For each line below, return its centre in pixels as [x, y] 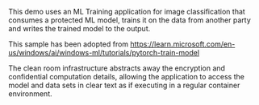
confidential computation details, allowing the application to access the [126, 77]
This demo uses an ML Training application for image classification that [127, 12]
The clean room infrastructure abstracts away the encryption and [117, 68]
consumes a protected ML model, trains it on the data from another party [130, 20]
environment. [30, 94]
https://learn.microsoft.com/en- [183, 44]
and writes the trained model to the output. [79, 28]
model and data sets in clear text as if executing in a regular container [124, 85]
